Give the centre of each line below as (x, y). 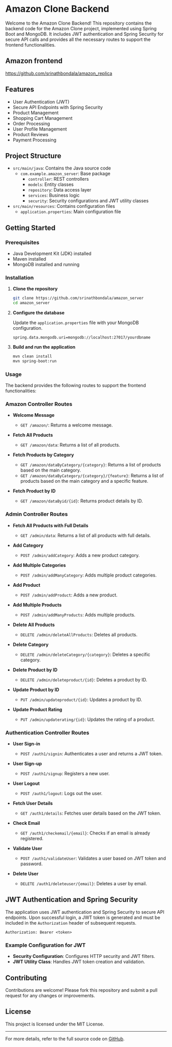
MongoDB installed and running (46, 265)
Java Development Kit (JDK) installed (52, 253)
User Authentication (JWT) (41, 102)
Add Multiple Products (37, 605)
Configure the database (39, 313)
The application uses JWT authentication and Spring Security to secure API (85, 912)
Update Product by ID (36, 690)
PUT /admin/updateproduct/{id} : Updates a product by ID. (81, 699)
